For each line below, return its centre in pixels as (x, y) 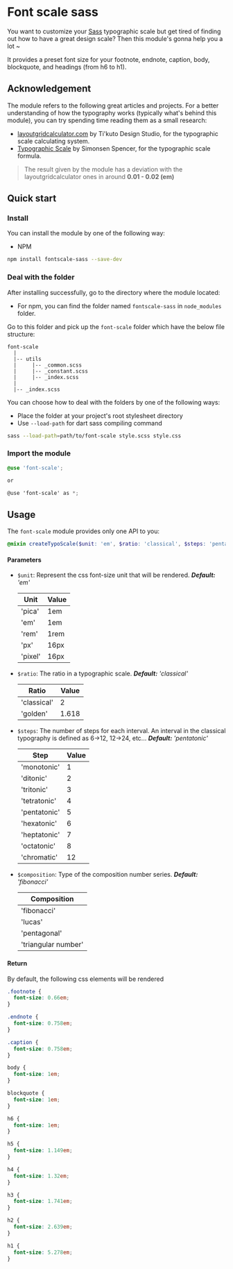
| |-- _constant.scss (51, 371)
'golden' (34, 714)
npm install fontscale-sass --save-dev (65, 260)
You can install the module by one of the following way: (86, 233)
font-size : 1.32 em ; (42, 1176)
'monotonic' (40, 767)
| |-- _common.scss (48, 365)
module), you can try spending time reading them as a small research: (107, 120)
